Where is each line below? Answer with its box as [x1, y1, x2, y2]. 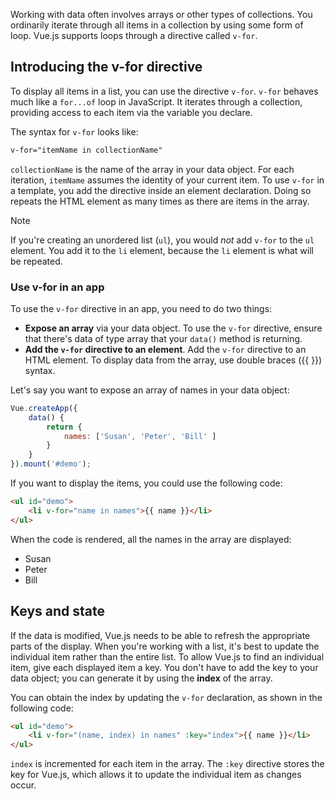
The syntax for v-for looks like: [10, 125, 139, 138]
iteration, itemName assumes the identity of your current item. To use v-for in [10, 174, 325, 186]
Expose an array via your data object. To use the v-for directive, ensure [24, 322, 323, 334]
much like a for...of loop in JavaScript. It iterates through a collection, [10, 95, 303, 108]
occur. [10, 779, 37, 791]
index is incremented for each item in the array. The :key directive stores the [10, 758, 325, 770]
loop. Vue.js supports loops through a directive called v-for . [10, 30, 258, 41]
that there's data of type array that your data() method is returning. [24, 332, 303, 344]
